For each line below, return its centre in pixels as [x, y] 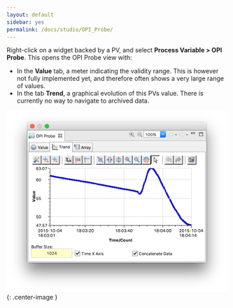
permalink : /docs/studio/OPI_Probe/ [60, 29]
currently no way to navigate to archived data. [83, 101]
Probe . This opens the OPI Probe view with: [69, 58]
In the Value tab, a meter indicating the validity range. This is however [118, 71]
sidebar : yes [26, 22]
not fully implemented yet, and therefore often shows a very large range [120, 79]
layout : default [30, 15]
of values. [31, 86]
